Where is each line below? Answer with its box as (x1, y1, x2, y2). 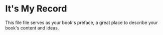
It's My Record (5, 3, 67, 14)
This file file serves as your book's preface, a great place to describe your (5, 19, 158, 25)
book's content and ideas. (5, 24, 59, 30)
